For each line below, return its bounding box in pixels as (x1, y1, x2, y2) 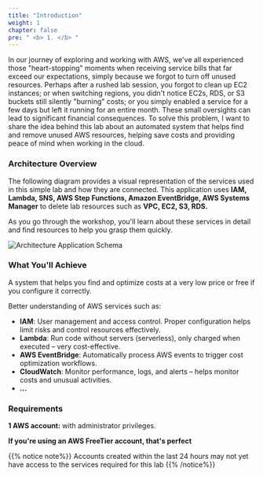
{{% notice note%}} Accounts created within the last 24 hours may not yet (8, 452, 249, 461)
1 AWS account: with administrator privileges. (8, 421, 156, 431)
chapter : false (8, 26, 58, 34)
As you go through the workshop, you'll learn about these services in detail (8, 216, 251, 226)
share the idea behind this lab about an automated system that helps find (8, 122, 244, 131)
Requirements (8, 403, 64, 414)
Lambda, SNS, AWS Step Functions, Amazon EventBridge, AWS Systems (8, 193, 250, 202)
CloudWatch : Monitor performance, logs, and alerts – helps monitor (19, 367, 239, 376)
